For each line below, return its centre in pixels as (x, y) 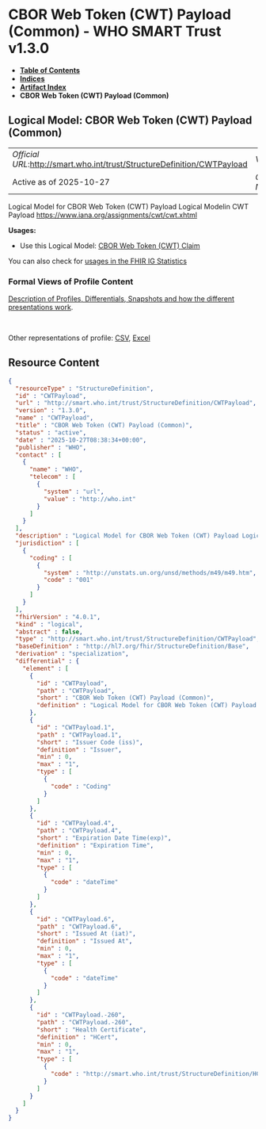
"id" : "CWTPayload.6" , (76, 919)
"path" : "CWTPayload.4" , (80, 831)
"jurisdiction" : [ (47, 543)
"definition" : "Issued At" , (85, 941)
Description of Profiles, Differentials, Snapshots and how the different (122, 299)
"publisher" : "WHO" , (51, 447)
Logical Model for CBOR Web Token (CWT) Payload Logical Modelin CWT (129, 206)
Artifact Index (43, 87)
